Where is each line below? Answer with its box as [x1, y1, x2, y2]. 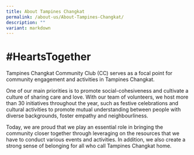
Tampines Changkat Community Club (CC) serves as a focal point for [6, 70, 173, 77]
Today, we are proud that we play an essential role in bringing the [6, 124, 164, 131]
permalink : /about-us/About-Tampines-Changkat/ [6, 14, 124, 20]
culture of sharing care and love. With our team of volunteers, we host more [6, 93, 189, 100]
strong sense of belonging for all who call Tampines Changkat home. [6, 142, 172, 150]
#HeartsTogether [6, 50, 91, 63]
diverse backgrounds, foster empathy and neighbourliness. [6, 112, 148, 119]
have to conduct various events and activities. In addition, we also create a [6, 136, 186, 143]
